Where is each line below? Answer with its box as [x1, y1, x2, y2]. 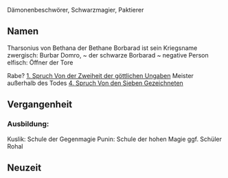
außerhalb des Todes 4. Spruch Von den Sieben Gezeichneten [7, 79, 183, 87]
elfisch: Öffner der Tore [7, 58, 73, 66]
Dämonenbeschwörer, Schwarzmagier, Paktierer [7, 6, 144, 14]
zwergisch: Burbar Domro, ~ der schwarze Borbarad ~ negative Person [7, 51, 209, 59]
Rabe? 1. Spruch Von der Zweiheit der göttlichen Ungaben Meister [7, 71, 194, 79]
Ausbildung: [7, 119, 49, 129]
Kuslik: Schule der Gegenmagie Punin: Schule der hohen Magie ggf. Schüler [7, 135, 222, 143]
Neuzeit [7, 162, 42, 173]
